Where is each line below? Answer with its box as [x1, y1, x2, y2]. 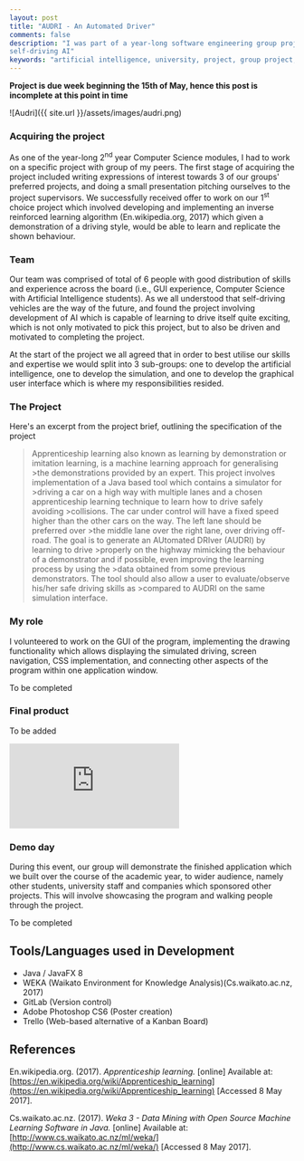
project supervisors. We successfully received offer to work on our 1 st [9, 190, 270, 203]
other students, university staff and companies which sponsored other [9, 880, 271, 892]
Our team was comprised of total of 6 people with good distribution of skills [9, 273, 291, 284]
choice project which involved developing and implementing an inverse [9, 201, 274, 213]
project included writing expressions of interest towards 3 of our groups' [9, 171, 280, 182]
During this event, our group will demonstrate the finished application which [9, 861, 292, 872]
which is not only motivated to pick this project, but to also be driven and [9, 321, 280, 332]
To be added [9, 725, 57, 736]
